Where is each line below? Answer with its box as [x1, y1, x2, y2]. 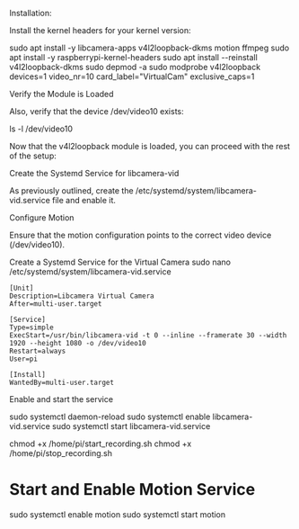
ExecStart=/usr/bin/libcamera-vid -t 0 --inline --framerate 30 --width [9, 331, 287, 340]
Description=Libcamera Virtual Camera [9, 291, 154, 300]
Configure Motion [9, 212, 75, 223]
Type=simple [9, 323, 54, 332]
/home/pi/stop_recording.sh [9, 448, 113, 458]
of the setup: [9, 150, 57, 161]
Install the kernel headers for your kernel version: [9, 25, 191, 35]
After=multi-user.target [9, 300, 102, 309]
